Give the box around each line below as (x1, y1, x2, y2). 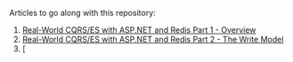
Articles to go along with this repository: (9, 8, 156, 18)
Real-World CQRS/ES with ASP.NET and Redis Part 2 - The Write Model (21, 35, 284, 44)
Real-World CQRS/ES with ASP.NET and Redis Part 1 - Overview (21, 25, 256, 35)
